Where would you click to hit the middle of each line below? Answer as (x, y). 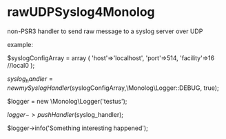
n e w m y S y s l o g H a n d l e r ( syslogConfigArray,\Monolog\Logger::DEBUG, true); (113, 88)
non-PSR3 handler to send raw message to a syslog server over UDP (105, 31)
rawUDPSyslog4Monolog (81, 12)
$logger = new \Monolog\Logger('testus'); (67, 101)
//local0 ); (21, 65)
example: (20, 44)
